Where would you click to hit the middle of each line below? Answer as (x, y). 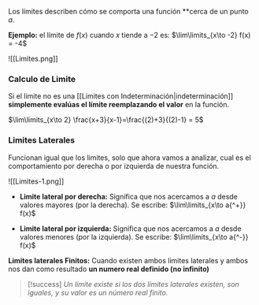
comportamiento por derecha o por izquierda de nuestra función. (114, 166)
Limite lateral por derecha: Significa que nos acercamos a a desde (129, 196)
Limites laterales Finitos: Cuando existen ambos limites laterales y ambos (128, 260)
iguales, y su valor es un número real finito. (98, 292)
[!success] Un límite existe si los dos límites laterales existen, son (133, 284)
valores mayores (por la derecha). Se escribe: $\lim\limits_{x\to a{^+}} (133, 205)
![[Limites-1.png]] (36, 181)
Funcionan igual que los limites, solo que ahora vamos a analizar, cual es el (130, 158)
